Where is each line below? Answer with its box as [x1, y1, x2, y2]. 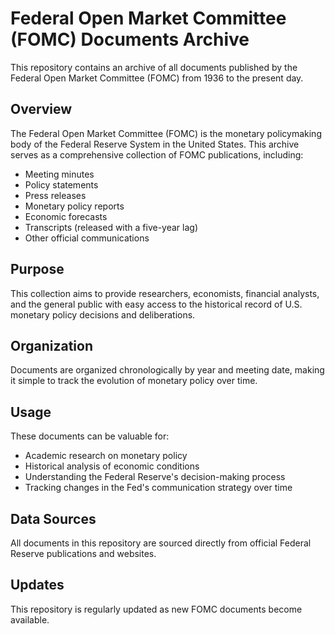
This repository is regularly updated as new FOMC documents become [10, 603, 303, 615]
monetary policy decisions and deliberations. [10, 308, 196, 321]
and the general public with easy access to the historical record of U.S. [10, 298, 303, 310]
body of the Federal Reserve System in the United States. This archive [10, 138, 300, 150]
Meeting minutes [24, 168, 95, 180]
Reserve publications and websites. [10, 548, 157, 559]
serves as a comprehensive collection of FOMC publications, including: [10, 148, 304, 161]
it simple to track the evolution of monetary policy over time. [10, 375, 258, 387]
